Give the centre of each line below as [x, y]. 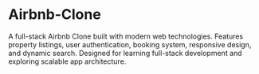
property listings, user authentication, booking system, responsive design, [130, 44]
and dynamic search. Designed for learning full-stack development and [125, 53]
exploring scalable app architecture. [67, 61]
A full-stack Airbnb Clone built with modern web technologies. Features [126, 36]
